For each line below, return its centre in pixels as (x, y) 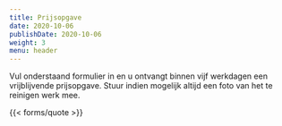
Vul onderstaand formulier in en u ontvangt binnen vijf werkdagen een (139, 76)
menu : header (34, 51)
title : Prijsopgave (46, 17)
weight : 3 (28, 42)
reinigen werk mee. (45, 96)
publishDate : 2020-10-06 (56, 34)
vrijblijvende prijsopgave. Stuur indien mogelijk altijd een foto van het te (141, 86)
